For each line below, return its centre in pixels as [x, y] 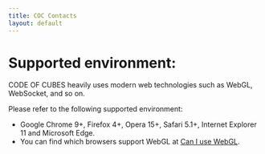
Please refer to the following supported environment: [96, 109]
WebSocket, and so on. [47, 94]
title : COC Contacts [43, 16]
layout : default [35, 23]
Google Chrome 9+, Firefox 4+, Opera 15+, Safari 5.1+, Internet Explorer [138, 124]
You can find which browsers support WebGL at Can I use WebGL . [130, 142]
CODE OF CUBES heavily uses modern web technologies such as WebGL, [130, 85]
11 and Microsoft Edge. [57, 133]
